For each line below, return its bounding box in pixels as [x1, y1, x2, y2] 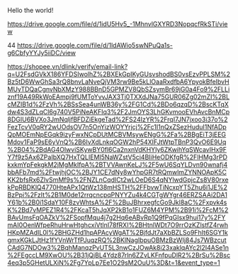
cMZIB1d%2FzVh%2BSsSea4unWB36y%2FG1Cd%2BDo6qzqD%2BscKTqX [7, 100, 229, 109]
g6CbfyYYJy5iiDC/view [7, 49, 76, 57]
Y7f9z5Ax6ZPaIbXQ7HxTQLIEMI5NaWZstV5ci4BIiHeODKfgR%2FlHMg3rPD [7, 153, 228, 161]
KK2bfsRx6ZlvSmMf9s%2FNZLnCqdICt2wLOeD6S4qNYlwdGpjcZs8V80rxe [7, 175, 229, 184]
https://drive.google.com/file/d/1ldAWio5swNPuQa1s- [17, 41, 174, 49]
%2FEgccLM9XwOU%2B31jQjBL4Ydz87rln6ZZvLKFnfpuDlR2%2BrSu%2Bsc [7, 251, 231, 259]
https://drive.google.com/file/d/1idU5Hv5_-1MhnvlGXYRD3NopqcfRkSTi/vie [7, 20, 228, 28]
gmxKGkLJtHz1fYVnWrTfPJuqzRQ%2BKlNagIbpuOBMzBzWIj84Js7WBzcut [7, 236, 227, 244]
